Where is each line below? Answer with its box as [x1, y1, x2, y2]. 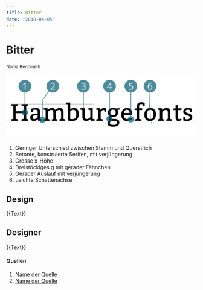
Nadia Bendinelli [6, 64, 40, 70]
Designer [6, 227, 42, 238]
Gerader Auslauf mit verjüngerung [14, 170, 100, 178]
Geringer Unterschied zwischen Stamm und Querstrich [14, 144, 152, 152]
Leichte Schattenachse [14, 176, 72, 184]
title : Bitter [6, 10, 42, 16]
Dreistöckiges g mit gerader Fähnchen [14, 164, 111, 171]
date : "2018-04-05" [6, 16, 56, 22]
